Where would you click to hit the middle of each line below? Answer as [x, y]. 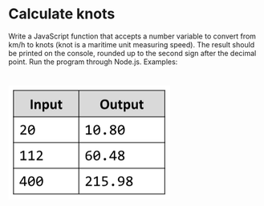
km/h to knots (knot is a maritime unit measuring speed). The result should [132, 44]
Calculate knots [62, 14]
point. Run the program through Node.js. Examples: [93, 62]
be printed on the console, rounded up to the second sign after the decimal [132, 53]
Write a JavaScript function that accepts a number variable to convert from [132, 36]
